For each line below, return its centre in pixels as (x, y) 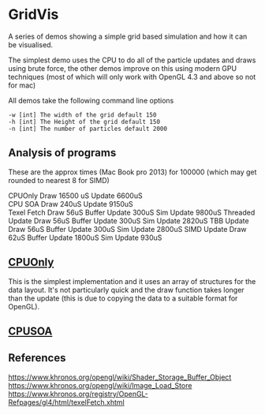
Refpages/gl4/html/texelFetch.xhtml (66, 402)
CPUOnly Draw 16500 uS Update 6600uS (76, 196)
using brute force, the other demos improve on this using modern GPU (123, 68)
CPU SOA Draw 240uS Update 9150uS (71, 204)
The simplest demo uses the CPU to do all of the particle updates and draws (132, 60)
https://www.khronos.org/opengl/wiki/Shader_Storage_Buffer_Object (120, 377)
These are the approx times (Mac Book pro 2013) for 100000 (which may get (132, 172)
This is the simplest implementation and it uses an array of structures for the (132, 281)
